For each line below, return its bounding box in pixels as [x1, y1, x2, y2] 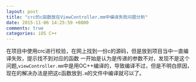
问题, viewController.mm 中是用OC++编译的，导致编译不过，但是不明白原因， [6, 63, 193, 70]
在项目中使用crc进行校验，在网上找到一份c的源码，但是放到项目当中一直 [6, 48, 184, 55]
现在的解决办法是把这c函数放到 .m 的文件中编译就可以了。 [6, 70, 145, 77]
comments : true [6, 25, 44, 31]
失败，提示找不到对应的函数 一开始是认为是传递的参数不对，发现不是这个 [11, 55, 190, 62]
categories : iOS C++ [6, 31, 58, 37]
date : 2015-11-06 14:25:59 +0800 [6, 19, 89, 25]
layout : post [6, 8, 39, 15]
